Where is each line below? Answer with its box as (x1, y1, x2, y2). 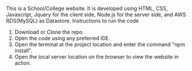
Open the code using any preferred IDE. (14, 35, 111, 41)
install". (14, 47, 33, 54)
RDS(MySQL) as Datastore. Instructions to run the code (6, 17, 139, 24)
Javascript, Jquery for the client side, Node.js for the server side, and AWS (6, 11, 187, 18)
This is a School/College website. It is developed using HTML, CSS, (6, 5, 168, 12)
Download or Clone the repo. (14, 29, 85, 35)
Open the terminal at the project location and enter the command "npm (14, 41, 186, 48)
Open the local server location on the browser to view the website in (14, 54, 179, 60)
